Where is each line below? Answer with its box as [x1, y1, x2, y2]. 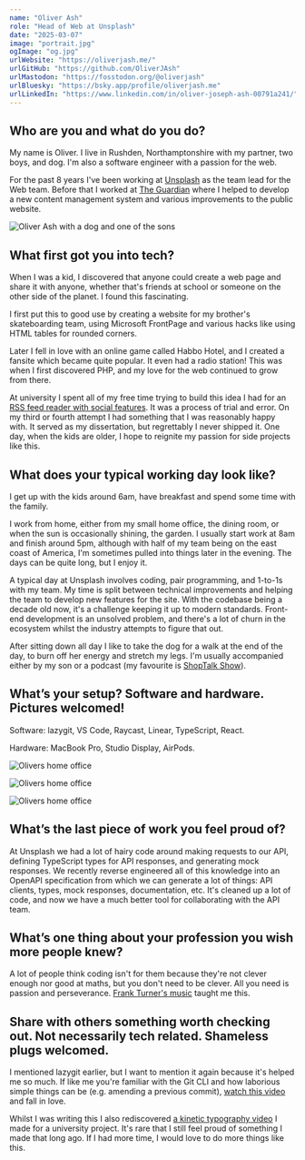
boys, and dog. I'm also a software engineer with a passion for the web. [9, 156, 278, 168]
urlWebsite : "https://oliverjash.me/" [9, 55, 156, 65]
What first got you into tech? [9, 247, 175, 263]
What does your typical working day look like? [9, 467, 277, 482]
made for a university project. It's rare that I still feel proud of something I [9, 1123, 283, 1134]
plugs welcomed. [9, 1043, 109, 1058]
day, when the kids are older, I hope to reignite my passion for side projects [9, 431, 290, 442]
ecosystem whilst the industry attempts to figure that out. [9, 622, 224, 633]
